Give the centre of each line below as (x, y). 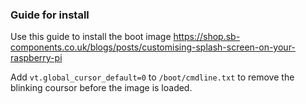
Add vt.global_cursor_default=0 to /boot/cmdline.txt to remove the (152, 77)
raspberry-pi (36, 58)
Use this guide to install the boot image (91, 37)
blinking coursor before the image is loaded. (101, 88)
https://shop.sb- (207, 37)
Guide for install (50, 15)
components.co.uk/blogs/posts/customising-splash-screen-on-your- (153, 47)
